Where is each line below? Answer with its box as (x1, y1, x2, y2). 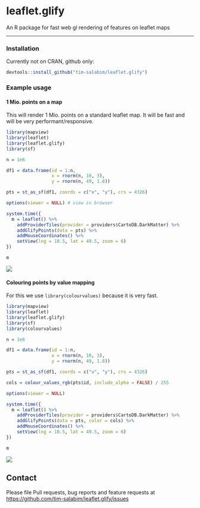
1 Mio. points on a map (6, 98, 62, 105)
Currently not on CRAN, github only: (6, 58, 95, 65)
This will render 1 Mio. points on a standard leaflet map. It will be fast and (6, 111, 185, 119)
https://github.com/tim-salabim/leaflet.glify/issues (6, 495, 129, 502)
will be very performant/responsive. (6, 118, 94, 125)
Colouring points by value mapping (6, 279, 95, 286)
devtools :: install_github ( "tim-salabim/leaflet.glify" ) (6, 70, 148, 76)
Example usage (6, 83, 52, 92)
